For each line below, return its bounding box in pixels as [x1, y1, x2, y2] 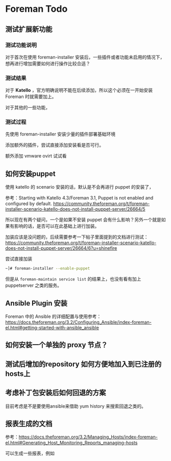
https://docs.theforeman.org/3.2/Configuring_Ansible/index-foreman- [5, 319, 152, 325]
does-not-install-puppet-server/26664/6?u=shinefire [5, 245, 117, 251]
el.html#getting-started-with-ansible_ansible [5, 324, 100, 331]
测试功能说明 [5, 42, 37, 49]
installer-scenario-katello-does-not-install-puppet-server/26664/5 [5, 206, 145, 212]
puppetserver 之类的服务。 [5, 283, 62, 289]
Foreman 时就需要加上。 [5, 93, 57, 100]
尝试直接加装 [5, 256, 32, 262]
